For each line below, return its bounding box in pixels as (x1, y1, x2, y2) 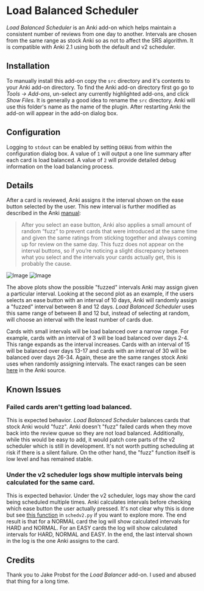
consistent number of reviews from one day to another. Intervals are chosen (6, 30, 197, 37)
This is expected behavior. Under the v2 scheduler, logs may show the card (6, 492, 196, 500)
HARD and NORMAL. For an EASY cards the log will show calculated (6, 525, 178, 532)
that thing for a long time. (6, 578, 70, 585)
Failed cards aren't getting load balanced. (6, 403, 132, 411)
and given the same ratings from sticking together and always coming (21, 234, 197, 241)
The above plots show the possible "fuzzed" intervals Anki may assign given (6, 284, 199, 291)
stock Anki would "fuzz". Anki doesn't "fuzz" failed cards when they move (6, 423, 192, 430)
